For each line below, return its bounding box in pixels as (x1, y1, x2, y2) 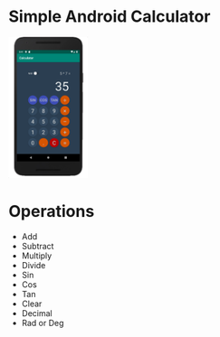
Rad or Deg (21, 317, 64, 328)
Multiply (21, 250, 53, 261)
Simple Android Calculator (8, 6, 211, 27)
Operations (8, 201, 95, 222)
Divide (21, 259, 46, 270)
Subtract (21, 240, 54, 251)
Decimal (21, 307, 53, 318)
